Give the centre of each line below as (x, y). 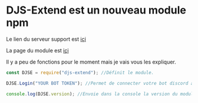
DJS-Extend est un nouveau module (96, 10)
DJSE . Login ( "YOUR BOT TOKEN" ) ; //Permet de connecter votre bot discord (97, 83)
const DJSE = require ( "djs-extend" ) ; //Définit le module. (80, 72)
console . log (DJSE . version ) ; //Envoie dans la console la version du (92, 94)
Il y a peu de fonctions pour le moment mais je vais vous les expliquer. (91, 62)
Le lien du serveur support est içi (46, 39)
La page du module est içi (37, 50)
